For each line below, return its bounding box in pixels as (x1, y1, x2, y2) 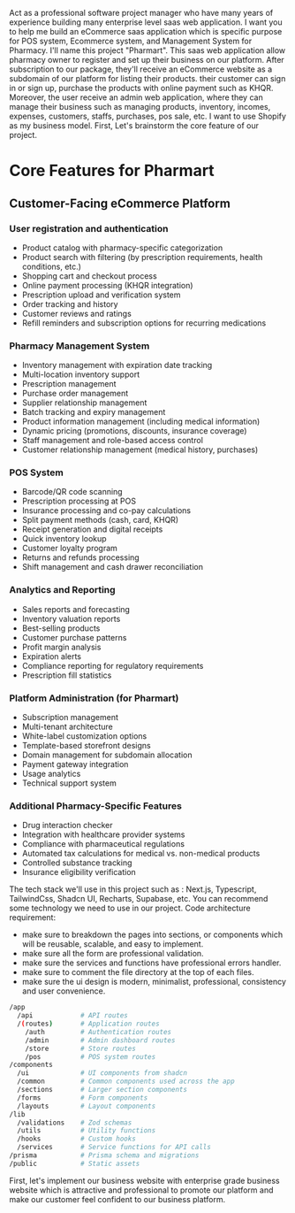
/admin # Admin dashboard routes (25, 1035, 176, 1045)
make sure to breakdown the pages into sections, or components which (21, 929, 284, 940)
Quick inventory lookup (21, 534, 108, 544)
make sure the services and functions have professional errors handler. (21, 957, 282, 968)
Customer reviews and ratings (21, 308, 132, 319)
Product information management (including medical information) (21, 416, 261, 427)
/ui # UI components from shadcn (17, 1069, 188, 1078)
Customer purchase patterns (21, 632, 127, 642)
